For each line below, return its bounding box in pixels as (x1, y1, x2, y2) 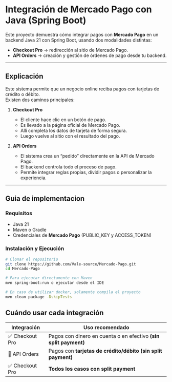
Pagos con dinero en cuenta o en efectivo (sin (48, 332, 160, 339)
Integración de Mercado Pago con (5, 4, 152, 15)
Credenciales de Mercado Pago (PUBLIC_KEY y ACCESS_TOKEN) (12, 232, 152, 238)
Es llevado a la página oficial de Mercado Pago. (20, 122, 120, 128)
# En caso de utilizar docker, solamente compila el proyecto (5, 290, 141, 295)
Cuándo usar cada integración (5, 309, 104, 317)
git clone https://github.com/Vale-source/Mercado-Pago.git (5, 261, 137, 266)
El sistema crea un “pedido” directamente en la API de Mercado (20, 152, 155, 159)
